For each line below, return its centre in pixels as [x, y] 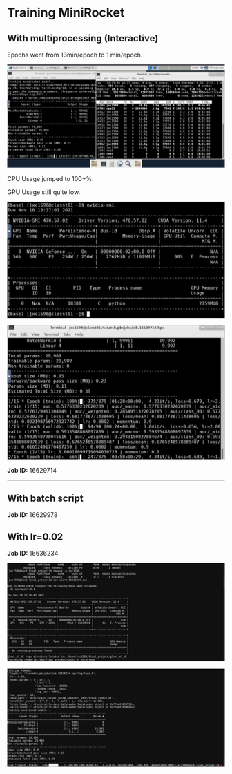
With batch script [46, 498]
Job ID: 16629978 [32, 515]
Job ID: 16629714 [32, 470]
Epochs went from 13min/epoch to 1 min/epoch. [75, 55]
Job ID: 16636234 [33, 554]
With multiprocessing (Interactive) [83, 38]
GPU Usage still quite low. [44, 192]
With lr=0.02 [35, 537]
